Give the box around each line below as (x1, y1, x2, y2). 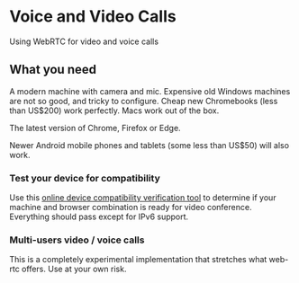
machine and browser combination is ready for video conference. (9, 202, 252, 213)
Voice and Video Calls (9, 6, 177, 27)
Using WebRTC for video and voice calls (9, 36, 159, 47)
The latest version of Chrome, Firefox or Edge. (9, 122, 182, 133)
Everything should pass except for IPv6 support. (9, 211, 189, 222)
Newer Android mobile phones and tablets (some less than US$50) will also (9, 139, 290, 150)
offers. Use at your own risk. (21, 263, 127, 275)
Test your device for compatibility (9, 172, 160, 184)
